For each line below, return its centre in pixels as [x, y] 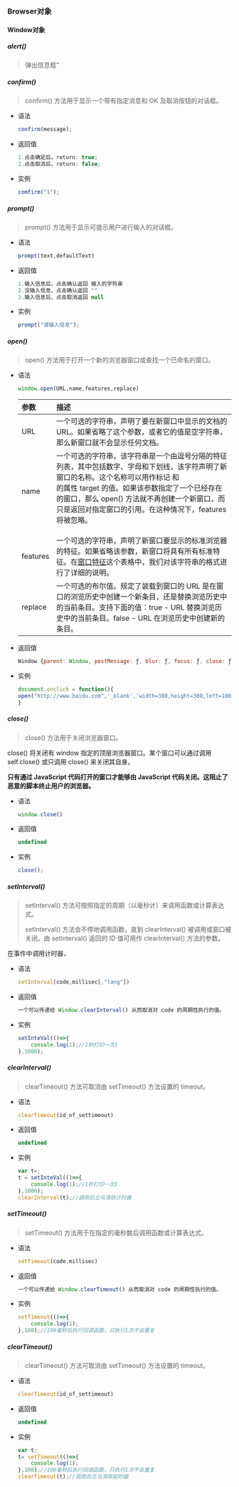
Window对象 [26, 29]
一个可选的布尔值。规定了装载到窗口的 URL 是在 [136, 586]
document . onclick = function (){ [65, 689]
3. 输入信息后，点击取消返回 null [61, 297]
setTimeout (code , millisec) [58, 1261]
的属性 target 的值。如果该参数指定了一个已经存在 [139, 488]
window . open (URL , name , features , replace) [78, 389]
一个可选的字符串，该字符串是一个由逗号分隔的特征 [142, 456]
